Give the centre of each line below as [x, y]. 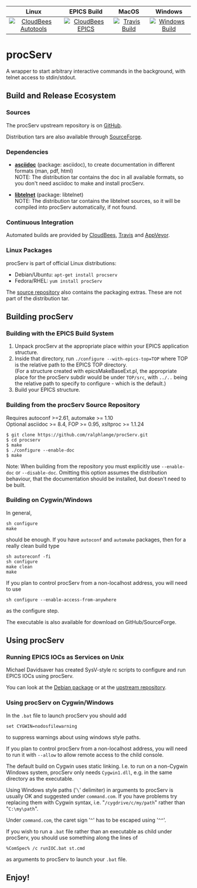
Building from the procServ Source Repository [73, 405]
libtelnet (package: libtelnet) [49, 194]
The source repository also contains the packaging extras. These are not [94, 292]
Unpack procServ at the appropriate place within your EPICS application [102, 346]
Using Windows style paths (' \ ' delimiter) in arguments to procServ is [90, 790]
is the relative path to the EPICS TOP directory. [71, 365]
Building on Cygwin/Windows [49, 500]
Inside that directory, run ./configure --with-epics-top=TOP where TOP [101, 359]
